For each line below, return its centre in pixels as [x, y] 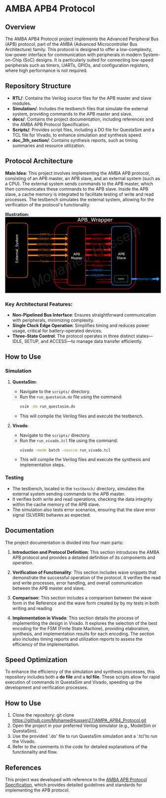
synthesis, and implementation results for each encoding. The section [83, 634]
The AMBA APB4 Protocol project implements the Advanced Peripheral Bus [82, 39]
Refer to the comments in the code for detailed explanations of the [80, 747]
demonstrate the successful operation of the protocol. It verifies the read [86, 577]
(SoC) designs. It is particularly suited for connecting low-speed [88, 60]
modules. [22, 103]
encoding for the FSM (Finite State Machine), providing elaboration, [81, 628]
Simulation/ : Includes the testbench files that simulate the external [80, 108]
